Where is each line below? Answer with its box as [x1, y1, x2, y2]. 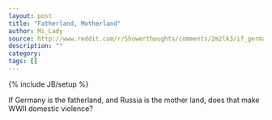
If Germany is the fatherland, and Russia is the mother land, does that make [8, 95, 260, 105]
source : [8, 34, 35, 43]
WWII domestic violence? [8, 103, 93, 114]
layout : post [8, 11, 53, 20]
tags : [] [8, 58, 38, 66]
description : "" [8, 42, 63, 50]
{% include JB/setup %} [8, 79, 89, 89]
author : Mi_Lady [8, 27, 63, 35]
